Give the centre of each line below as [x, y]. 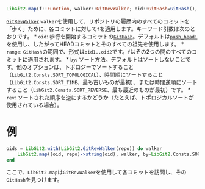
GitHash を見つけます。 [34, 180]
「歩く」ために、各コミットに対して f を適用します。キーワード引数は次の [98, 29]
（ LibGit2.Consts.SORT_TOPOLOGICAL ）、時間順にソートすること [85, 74]
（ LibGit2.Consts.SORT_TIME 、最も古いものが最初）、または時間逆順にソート [102, 82]
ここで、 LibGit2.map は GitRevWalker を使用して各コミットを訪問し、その [96, 172]
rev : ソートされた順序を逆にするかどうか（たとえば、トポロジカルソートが [100, 97]
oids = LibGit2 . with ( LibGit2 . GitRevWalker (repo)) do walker [85, 148]
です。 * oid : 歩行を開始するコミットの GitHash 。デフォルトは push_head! [107, 36]
